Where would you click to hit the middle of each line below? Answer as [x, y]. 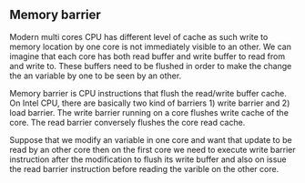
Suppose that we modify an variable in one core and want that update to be [151, 139]
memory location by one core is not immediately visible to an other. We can [150, 46]
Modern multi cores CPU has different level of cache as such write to [139, 36]
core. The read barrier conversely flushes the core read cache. [127, 122]
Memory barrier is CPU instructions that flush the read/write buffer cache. [148, 93]
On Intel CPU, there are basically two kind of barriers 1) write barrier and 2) [150, 103]
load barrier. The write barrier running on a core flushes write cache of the [149, 112]
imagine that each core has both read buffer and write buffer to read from [147, 56]
